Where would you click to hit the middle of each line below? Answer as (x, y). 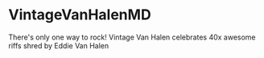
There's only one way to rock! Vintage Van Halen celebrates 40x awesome (132, 37)
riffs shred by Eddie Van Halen (59, 45)
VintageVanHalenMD (80, 15)
